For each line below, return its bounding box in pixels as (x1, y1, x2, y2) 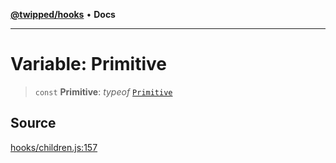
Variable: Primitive (10, 53, 167, 76)
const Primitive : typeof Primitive (34, 85, 173, 98)
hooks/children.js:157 (10, 141, 98, 153)
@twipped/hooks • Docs (10, 9, 116, 20)
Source (10, 115, 57, 132)
